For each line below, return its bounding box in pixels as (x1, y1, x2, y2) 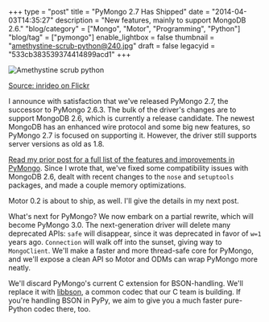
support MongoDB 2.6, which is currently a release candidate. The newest (8, 114, 255, 123)
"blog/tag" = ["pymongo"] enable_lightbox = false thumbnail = (8, 32, 215, 42)
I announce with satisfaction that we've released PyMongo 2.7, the (8, 97, 229, 105)
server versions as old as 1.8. (8, 139, 105, 148)
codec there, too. (33, 304, 91, 313)
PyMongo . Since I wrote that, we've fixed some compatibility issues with (8, 163, 249, 172)
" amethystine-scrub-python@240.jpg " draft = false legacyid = (8, 41, 216, 51)
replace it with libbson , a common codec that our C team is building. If (8, 287, 242, 296)
